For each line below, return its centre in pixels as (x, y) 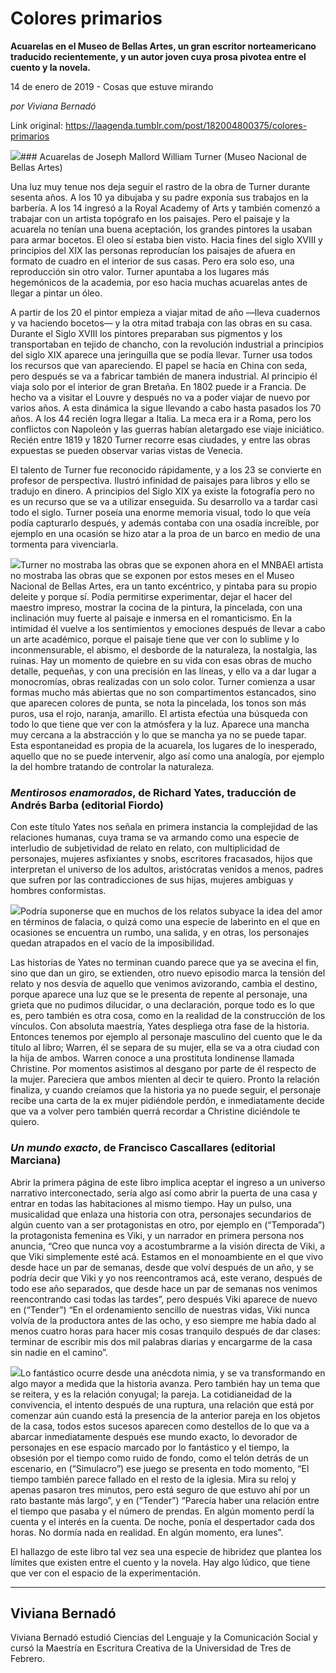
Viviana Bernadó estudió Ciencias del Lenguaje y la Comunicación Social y (164, 1638)
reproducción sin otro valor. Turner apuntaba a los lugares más (140, 271)
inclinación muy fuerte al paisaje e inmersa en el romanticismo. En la (151, 618)
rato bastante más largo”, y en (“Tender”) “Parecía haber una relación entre (165, 1500)
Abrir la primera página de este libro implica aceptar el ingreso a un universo (168, 1182)
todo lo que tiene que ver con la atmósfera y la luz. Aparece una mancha (160, 724)
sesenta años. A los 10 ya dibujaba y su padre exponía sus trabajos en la (159, 197)
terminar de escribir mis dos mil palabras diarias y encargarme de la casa (161, 1341)
